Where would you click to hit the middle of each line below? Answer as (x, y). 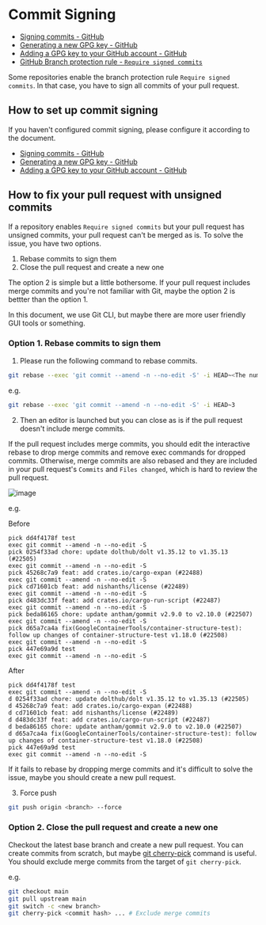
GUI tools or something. (47, 323)
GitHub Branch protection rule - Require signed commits (111, 62)
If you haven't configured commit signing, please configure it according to (129, 129)
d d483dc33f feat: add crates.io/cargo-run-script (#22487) (110, 719)
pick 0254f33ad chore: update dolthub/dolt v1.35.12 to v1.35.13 (118, 552)
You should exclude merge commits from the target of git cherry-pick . (125, 862)
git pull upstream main (47, 899)
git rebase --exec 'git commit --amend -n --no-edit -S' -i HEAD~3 (122, 405)
